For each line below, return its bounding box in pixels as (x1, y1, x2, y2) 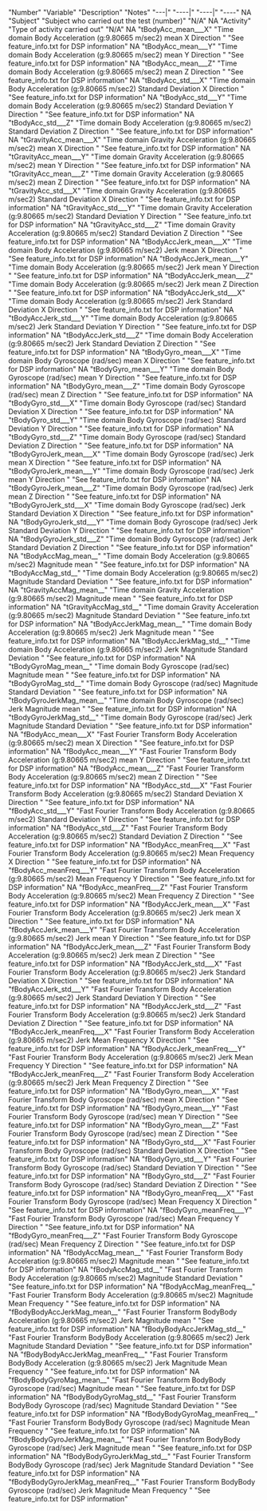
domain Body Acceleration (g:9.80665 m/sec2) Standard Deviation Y (8, 101, 234, 110)
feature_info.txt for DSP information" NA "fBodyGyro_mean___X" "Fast (8, 1086, 239, 1095)
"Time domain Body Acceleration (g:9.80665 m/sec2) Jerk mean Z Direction (8, 280, 259, 289)
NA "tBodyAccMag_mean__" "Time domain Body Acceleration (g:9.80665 (8, 552, 249, 560)
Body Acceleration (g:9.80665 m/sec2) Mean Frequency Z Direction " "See (8, 891, 255, 900)
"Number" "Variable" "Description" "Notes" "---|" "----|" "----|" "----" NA (8, 8, 252, 17)
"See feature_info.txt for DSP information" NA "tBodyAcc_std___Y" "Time (8, 93, 247, 102)
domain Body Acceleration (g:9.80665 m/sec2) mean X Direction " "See (8, 33, 245, 42)
